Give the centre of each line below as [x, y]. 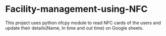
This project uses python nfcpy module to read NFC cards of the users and [83, 23]
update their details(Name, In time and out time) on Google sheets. [74, 28]
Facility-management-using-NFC [76, 9]
